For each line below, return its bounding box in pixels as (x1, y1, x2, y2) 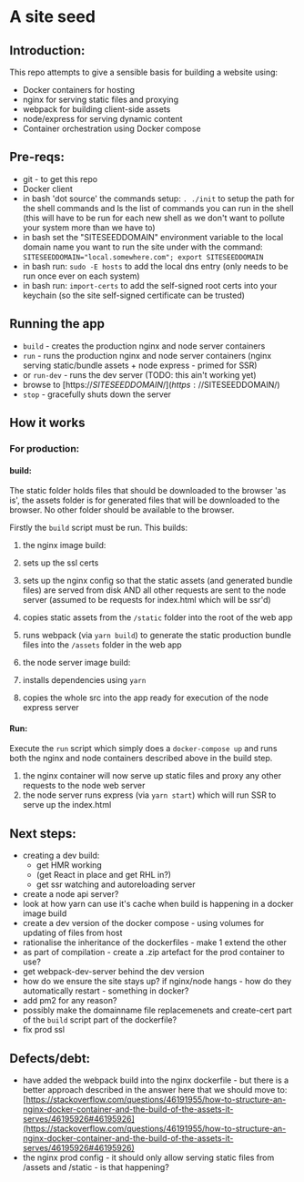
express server (22, 702, 79, 713)
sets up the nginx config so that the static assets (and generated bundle (22, 576, 293, 586)
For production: (9, 442, 80, 454)
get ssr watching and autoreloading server (35, 879, 196, 890)
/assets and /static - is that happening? (22, 1161, 170, 1172)
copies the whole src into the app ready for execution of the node (22, 692, 269, 703)
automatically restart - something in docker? (22, 985, 189, 996)
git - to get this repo (22, 173, 98, 184)
